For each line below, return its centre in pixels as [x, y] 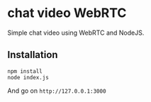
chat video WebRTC [67, 13]
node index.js [28, 77]
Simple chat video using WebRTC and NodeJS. [76, 33]
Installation [33, 55]
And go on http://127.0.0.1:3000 [57, 91]
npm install [25, 71]
